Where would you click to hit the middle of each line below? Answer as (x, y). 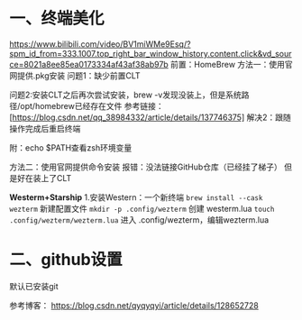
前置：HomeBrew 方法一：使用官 (231, 64)
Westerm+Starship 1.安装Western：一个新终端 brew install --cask (136, 197)
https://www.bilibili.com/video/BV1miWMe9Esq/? (100, 44)
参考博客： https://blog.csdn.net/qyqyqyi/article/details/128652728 (134, 305)
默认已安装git (34, 286)
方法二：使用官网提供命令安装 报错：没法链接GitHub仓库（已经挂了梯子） (146, 167)
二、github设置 (66, 260)
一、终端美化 (57, 18)
